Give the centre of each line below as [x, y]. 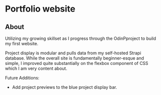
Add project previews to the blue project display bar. [64, 87]
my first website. [22, 44]
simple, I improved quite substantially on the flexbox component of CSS [77, 63]
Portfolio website [40, 9]
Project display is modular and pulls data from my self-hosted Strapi [73, 53]
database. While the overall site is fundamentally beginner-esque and [75, 58]
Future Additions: [22, 78]
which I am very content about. [36, 68]
